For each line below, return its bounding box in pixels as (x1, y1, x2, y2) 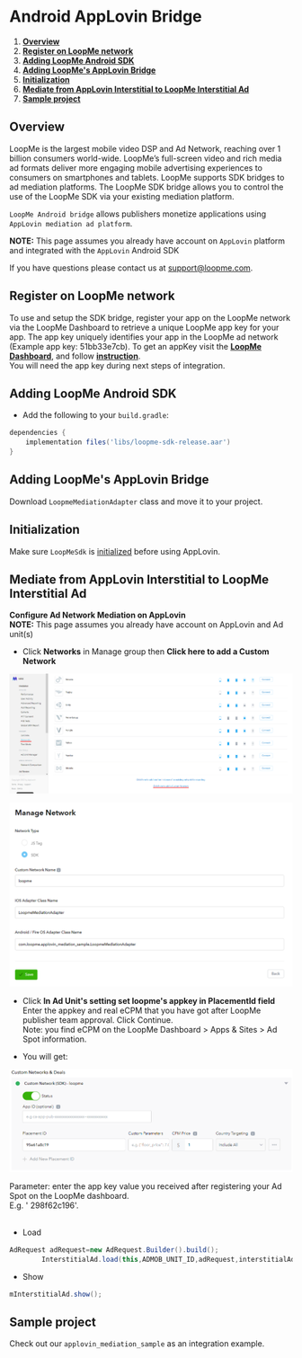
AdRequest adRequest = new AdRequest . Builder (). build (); (9, 1246, 219, 1255)
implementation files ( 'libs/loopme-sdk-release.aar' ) (25, 438, 231, 447)
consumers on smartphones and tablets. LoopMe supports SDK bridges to (9, 172, 285, 182)
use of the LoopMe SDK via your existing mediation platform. (9, 191, 235, 201)
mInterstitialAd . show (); (9, 1290, 102, 1299)
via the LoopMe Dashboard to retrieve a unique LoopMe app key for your (9, 322, 280, 333)
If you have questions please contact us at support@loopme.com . (9, 262, 253, 273)
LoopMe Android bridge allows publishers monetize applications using (9, 209, 267, 219)
